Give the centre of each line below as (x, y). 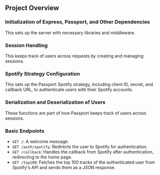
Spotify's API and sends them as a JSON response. (64, 167)
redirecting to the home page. (42, 157)
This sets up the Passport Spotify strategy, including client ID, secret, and (79, 85)
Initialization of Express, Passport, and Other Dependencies (78, 22)
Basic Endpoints (25, 131)
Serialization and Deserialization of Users (55, 102)
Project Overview (32, 8)
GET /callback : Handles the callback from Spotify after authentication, (83, 152)
